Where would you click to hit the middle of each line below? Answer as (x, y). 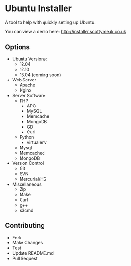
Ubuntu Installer (39, 9)
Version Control (28, 163)
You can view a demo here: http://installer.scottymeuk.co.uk (65, 31)
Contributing (25, 226)
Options (18, 47)
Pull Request (25, 258)
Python (27, 137)
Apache (27, 85)
